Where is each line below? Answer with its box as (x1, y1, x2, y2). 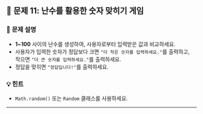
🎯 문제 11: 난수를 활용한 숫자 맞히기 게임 (6, 5, 144, 16)
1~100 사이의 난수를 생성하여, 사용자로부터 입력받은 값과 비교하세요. (14, 40, 176, 47)
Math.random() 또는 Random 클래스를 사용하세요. (14, 95, 128, 102)
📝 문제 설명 (6, 25, 36, 34)
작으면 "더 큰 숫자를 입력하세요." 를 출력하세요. (14, 55, 121, 62)
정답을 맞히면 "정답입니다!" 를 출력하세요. (14, 63, 109, 70)
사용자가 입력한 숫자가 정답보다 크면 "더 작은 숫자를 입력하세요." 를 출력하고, (14, 48, 190, 55)
